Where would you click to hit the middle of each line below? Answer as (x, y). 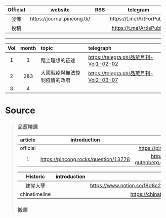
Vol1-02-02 (103, 64)
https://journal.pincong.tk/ (60, 19)
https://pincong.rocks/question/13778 (85, 159)
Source (20, 110)
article (28, 140)
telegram (139, 10)
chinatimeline (35, 194)
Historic (36, 176)
